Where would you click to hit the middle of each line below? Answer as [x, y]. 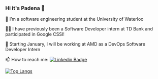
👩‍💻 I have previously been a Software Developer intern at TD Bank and [79, 29]
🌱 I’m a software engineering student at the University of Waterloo [74, 19]
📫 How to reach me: [27, 60]
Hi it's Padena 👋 [25, 8]
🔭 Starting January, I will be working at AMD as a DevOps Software [75, 44]
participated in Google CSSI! [35, 34]
